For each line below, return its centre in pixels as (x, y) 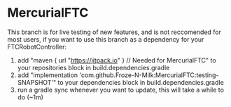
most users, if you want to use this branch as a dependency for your (106, 39)
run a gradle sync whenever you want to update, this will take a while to (120, 90)
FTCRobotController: (37, 47)
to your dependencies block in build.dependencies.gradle (141, 82)
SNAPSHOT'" (37, 82)
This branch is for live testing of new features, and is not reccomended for (114, 32)
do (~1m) (30, 97)
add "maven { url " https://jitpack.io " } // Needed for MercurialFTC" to (117, 60)
